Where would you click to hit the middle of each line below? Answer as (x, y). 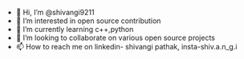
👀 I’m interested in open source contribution (88, 21)
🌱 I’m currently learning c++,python (75, 29)
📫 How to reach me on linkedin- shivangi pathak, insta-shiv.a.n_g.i (126, 47)
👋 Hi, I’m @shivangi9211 (55, 12)
